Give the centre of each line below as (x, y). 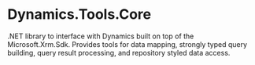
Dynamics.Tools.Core (79, 14)
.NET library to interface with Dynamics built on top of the (101, 36)
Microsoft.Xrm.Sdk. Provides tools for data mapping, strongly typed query (128, 44)
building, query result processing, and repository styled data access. (119, 52)
